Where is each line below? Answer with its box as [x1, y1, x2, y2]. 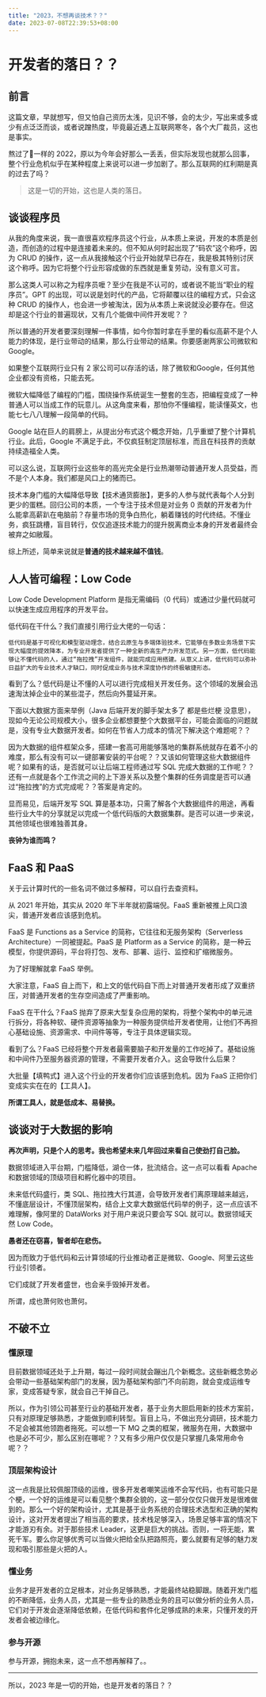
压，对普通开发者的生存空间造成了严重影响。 [8, 990, 154, 1000]
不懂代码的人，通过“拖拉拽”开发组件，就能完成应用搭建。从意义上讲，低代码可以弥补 [19, 656, 257, 664]
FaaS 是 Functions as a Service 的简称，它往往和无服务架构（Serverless [8, 927, 243, 937]
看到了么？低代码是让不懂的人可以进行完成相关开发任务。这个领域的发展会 [8, 679, 251, 688]
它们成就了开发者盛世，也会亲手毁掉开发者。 [8, 1279, 154, 1289]
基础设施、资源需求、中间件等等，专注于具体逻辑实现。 [14, 1027, 196, 1036]
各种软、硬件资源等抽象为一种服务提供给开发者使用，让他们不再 [42, 1017, 251, 1027]
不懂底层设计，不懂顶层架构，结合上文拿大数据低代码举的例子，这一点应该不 [8, 1199, 258, 1209]
